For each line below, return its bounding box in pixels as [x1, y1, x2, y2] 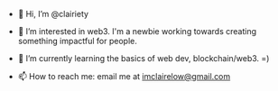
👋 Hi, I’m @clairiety [17, 9, 88, 19]
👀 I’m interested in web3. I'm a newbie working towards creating [17, 26, 257, 36]
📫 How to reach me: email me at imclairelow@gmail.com [17, 71, 231, 81]
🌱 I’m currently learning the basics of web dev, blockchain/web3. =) [17, 53, 270, 63]
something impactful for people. [17, 36, 137, 46]
